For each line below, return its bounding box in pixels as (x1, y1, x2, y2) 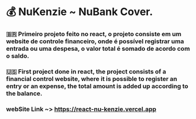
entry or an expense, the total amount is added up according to (6, 82, 188, 90)
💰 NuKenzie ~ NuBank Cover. (6, 5, 153, 19)
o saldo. (6, 52, 29, 60)
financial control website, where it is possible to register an (6, 75, 177, 83)
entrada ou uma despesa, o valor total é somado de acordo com (6, 45, 190, 53)
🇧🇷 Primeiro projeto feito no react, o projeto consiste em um (6, 30, 181, 38)
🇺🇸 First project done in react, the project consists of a (6, 68, 167, 76)
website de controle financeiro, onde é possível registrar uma (6, 37, 184, 45)
